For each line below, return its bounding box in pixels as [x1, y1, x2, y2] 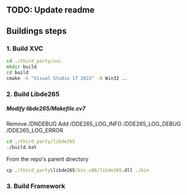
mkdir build [6, 64, 37, 70]
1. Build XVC [6, 44, 44, 53]
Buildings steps [6, 26, 67, 36]
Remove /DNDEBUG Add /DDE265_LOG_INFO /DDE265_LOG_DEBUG [6, 120, 181, 128]
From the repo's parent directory [6, 156, 89, 163]
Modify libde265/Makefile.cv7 [6, 105, 86, 112]
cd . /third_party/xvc [6, 58, 62, 64]
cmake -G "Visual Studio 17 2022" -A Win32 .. [6, 75, 128, 82]
